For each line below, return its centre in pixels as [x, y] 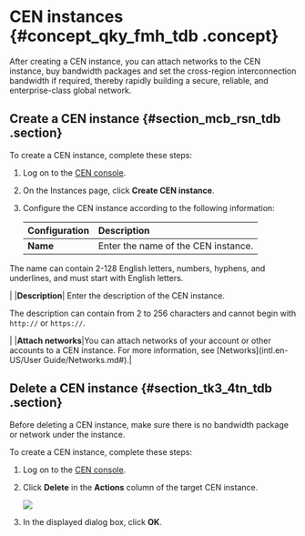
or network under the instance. [67, 434]
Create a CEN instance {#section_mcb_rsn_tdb [145, 119]
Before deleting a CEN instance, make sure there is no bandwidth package [149, 424]
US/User [25, 359]
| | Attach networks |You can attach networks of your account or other [140, 340]
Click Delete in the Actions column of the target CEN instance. [140, 487]
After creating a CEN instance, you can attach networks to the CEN [135, 61]
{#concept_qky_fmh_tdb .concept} [144, 36]
